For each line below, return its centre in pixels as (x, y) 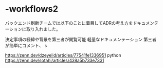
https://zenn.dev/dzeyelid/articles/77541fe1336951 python (63, 55)
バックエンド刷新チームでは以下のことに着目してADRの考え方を (69, 23)
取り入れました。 (43, 29)
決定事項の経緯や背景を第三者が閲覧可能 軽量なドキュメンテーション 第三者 (81, 39)
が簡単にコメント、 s (26, 45)
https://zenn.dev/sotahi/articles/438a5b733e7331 (55, 60)
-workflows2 (32, 9)
